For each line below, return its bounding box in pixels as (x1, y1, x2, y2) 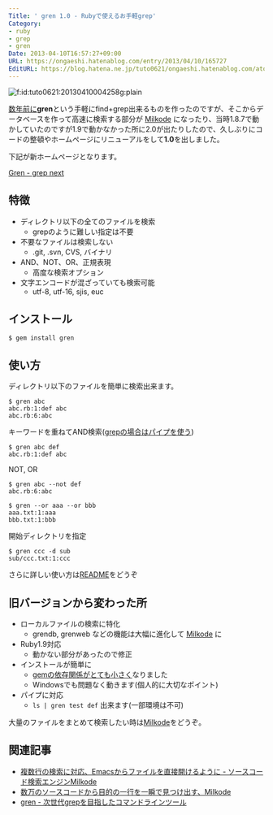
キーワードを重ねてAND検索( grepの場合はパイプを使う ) (8, 427, 194, 437)
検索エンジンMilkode (27, 777, 97, 787)
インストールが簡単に (19, 660, 92, 669)
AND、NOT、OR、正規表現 (19, 257, 111, 267)
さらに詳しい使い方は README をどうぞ (8, 570, 138, 579)
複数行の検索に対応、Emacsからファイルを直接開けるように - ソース (19, 766, 249, 776)
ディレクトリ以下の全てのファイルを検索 (19, 216, 156, 226)
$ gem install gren (8, 334, 75, 342)
